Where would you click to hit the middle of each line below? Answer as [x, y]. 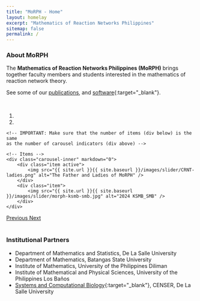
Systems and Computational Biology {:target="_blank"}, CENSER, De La [103, 285]
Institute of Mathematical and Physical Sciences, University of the [96, 272]
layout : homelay [26, 17]
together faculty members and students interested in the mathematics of [96, 74]
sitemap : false [25, 29]
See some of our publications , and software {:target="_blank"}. [83, 93]
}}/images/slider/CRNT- [165, 170]
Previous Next [24, 218]
